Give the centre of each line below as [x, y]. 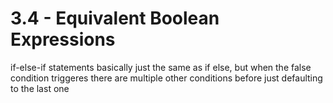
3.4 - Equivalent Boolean [115, 18]
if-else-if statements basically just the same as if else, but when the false [161, 67]
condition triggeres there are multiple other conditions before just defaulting [166, 78]
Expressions [63, 39]
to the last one [40, 88]
